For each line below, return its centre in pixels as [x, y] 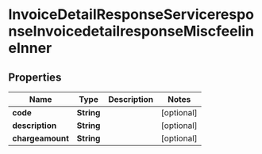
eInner [30, 48]
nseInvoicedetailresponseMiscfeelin [131, 31]
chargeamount [41, 138]
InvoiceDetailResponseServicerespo [131, 15]
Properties [35, 77]
